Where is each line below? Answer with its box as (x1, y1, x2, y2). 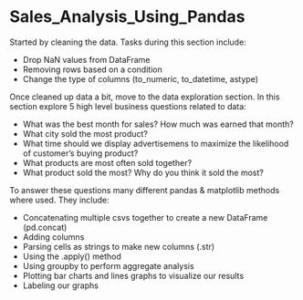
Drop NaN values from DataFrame (22, 54, 151, 65)
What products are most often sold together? (22, 157, 193, 168)
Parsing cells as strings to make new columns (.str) (22, 241, 215, 252)
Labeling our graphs (22, 280, 99, 291)
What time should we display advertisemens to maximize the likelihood (22, 138, 289, 149)
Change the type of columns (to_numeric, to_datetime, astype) (22, 73, 258, 84)
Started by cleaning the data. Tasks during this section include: (9, 36, 246, 47)
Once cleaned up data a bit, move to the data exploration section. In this (9, 91, 280, 102)
